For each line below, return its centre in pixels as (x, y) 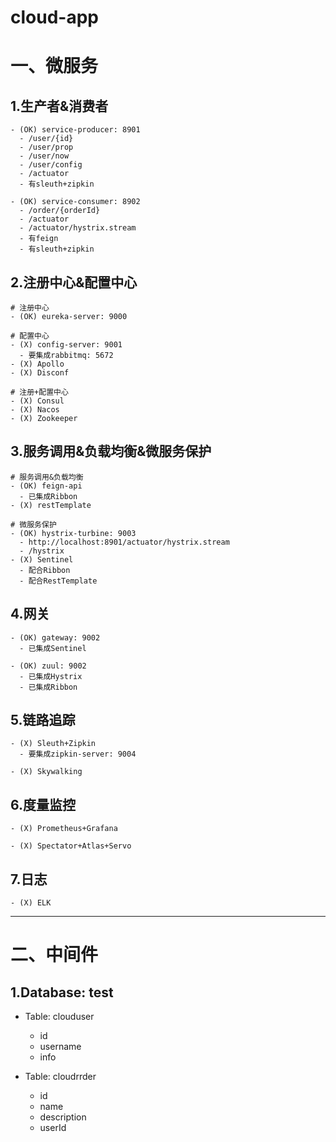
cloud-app (54, 17)
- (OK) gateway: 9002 (55, 637)
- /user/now (44, 156)
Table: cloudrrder (60, 1077)
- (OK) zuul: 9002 (48, 666)
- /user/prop (46, 147)
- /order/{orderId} (60, 211)
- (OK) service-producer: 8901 (75, 130)
